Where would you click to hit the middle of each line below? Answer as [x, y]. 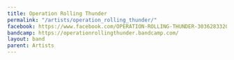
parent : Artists [31, 46]
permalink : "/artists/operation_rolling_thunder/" [82, 20]
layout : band [26, 39]
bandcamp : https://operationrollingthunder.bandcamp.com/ [93, 33]
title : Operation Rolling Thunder [57, 13]
